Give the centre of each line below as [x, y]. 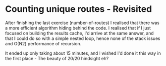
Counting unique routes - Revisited [79, 9]
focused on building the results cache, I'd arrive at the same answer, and [80, 33]
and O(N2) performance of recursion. [43, 43]
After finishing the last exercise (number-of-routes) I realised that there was [82, 23]
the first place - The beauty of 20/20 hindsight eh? [57, 58]
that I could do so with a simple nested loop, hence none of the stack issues [83, 38]
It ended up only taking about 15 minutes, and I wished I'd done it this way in [83, 53]
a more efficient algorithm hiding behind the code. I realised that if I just [78, 28]
